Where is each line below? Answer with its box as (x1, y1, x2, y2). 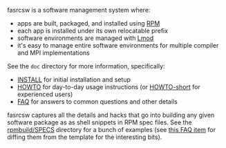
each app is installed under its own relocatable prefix (17, 27, 168, 35)
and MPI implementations (17, 48, 90, 57)
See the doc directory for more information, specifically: (7, 62, 165, 70)
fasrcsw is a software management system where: (7, 6, 151, 14)
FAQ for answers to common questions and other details (17, 98, 178, 106)
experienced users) (17, 90, 73, 98)
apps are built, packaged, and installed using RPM (17, 19, 160, 27)
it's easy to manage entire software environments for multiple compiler (17, 41, 219, 49)
